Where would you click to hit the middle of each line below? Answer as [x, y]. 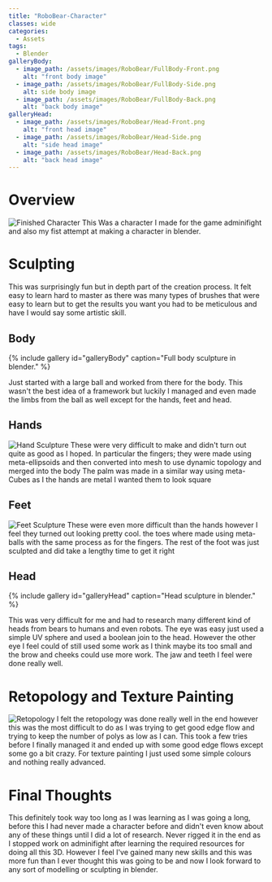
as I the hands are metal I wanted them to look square [122, 479]
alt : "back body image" [63, 107]
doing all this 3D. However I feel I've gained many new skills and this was [130, 853]
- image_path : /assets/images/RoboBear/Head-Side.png [108, 137]
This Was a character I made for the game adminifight [172, 223]
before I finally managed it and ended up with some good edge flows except [136, 745]
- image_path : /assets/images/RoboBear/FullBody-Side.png [116, 84]
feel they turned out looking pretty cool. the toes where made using [121, 533]
